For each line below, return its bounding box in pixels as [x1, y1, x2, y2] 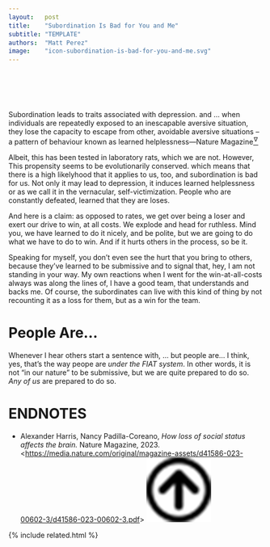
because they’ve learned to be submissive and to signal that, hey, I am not [8, 261, 255, 271]
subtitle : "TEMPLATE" [8, 30, 82, 38]
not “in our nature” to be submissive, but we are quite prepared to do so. [8, 368, 250, 377]
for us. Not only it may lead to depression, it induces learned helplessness [8, 178, 255, 187]
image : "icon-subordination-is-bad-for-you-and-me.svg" [8, 47, 212, 56]
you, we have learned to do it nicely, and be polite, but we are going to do [8, 228, 253, 238]
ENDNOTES [8, 404, 87, 423]
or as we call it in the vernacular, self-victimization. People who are [8, 187, 232, 196]
